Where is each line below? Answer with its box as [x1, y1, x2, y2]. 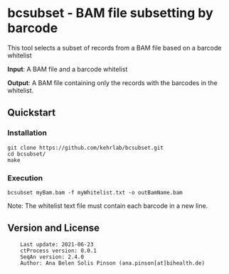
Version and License [7, 222, 100, 234]
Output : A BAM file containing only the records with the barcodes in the [7, 78, 218, 87]
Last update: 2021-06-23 [20, 241, 94, 248]
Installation [7, 128, 48, 138]
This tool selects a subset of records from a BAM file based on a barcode [7, 43, 222, 52]
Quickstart [7, 106, 56, 119]
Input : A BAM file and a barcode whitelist [7, 65, 128, 73]
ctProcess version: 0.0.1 [20, 247, 97, 254]
